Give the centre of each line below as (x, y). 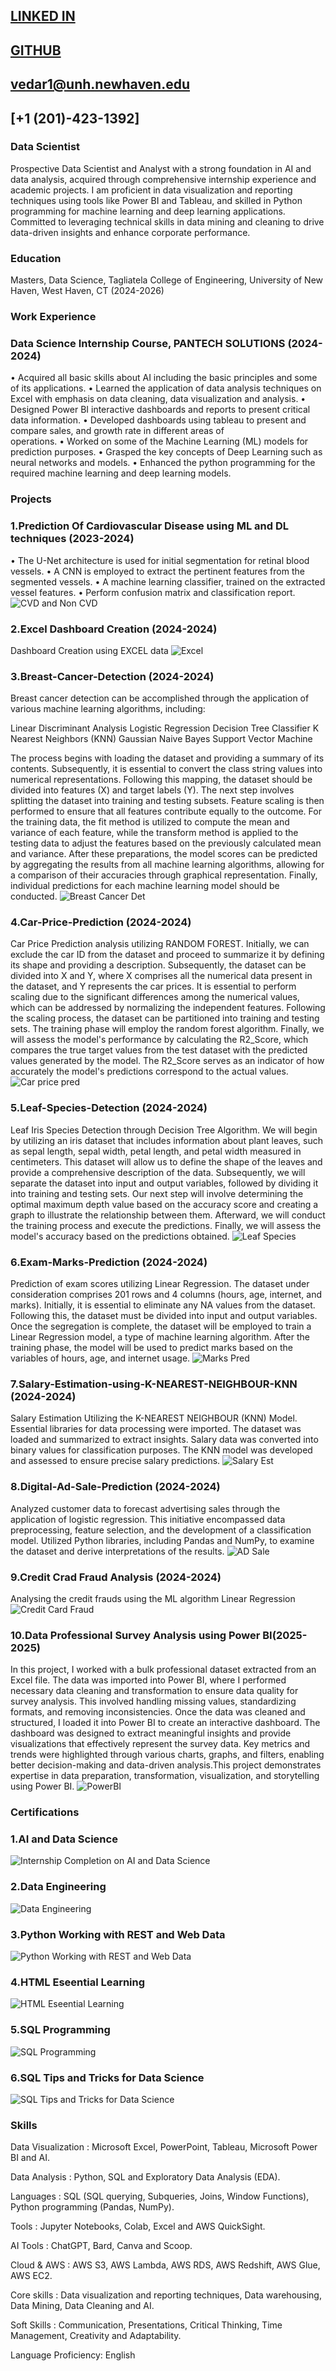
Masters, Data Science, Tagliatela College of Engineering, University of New (167, 280)
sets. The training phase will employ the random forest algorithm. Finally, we (167, 1029)
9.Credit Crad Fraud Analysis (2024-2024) (116, 1577)
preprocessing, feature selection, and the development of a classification (161, 1530)
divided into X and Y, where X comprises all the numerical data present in (161, 976)
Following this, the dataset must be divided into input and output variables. (164, 1316)
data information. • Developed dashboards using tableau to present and (158, 420)
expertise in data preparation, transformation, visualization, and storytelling (165, 1776)
